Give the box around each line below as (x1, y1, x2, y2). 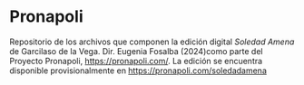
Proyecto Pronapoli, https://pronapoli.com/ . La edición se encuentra (9, 55, 263, 66)
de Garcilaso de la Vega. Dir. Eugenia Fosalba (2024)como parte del (9, 45, 263, 56)
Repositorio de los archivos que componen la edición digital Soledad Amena (9, 36, 295, 47)
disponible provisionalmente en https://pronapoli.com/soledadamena (9, 65, 268, 76)
